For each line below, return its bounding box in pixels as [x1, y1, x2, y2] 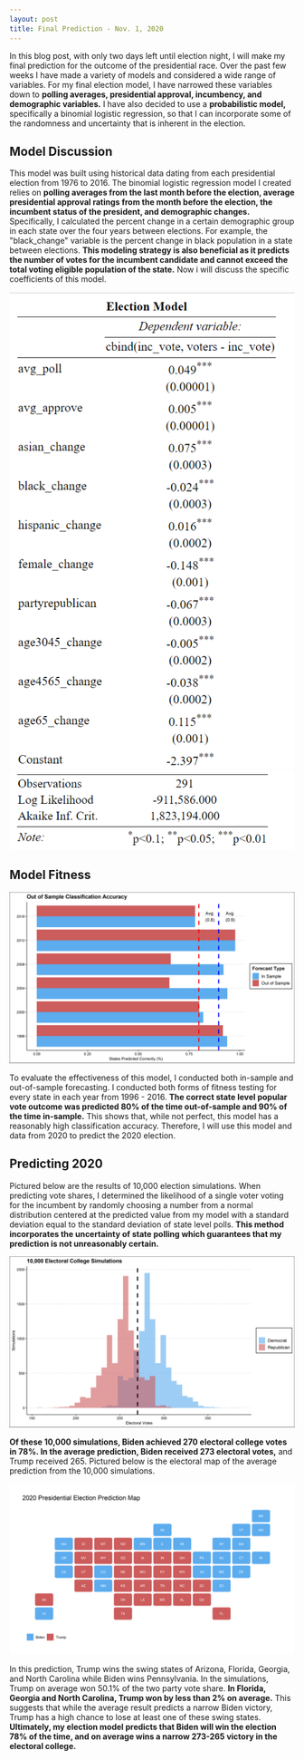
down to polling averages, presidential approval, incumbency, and [9, 89, 262, 100]
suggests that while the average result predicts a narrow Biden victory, [9, 1702, 273, 1713]
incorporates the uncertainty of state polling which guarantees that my [9, 1228, 282, 1239]
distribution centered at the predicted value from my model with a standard [9, 1209, 290, 1220]
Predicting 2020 [9, 1156, 103, 1172]
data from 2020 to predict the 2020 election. [9, 1129, 176, 1141]
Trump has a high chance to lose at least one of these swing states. [9, 1712, 261, 1723]
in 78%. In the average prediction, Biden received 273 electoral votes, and [9, 1446, 293, 1456]
